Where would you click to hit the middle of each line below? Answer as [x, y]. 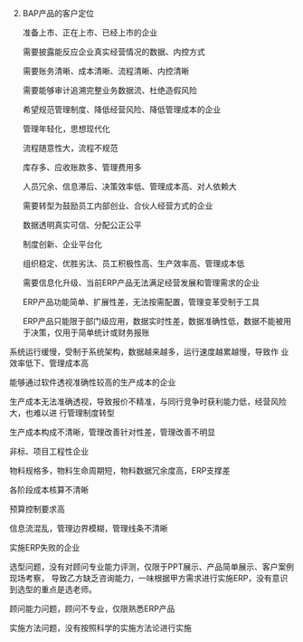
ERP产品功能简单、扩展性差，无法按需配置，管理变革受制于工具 [141, 302]
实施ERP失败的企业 [45, 547]
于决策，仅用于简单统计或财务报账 [86, 332]
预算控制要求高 [37, 509]
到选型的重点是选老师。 [53, 589]
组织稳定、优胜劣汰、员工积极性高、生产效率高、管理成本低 [133, 264]
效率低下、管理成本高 [49, 363]
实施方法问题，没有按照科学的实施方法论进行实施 [100, 628]
